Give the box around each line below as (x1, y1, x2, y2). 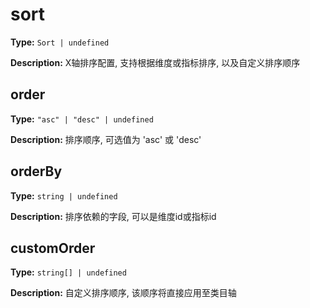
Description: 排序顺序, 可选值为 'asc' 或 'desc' (10, 133, 202, 145)
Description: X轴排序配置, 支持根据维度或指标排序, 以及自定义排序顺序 (10, 56, 301, 68)
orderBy (10, 163, 63, 180)
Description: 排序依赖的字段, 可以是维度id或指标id (10, 210, 217, 222)
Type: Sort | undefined (10, 36, 110, 48)
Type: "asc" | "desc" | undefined (10, 113, 154, 125)
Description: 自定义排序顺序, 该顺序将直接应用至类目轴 (10, 287, 237, 299)
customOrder (10, 239, 96, 257)
